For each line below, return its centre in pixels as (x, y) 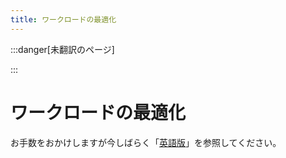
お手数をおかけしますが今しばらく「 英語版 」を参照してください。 (146, 142)
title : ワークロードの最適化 (63, 19)
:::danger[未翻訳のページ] (62, 49)
